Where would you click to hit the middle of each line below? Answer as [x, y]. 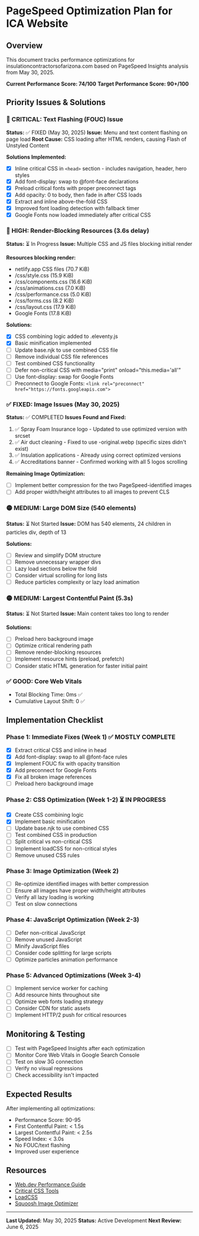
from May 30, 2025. [30, 72]
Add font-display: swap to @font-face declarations [77, 181]
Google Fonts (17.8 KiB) [43, 314]
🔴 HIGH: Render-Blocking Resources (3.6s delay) [78, 231]
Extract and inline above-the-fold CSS [61, 201]
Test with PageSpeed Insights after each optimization [80, 1048]
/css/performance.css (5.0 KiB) [53, 295]
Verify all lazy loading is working [54, 897]
